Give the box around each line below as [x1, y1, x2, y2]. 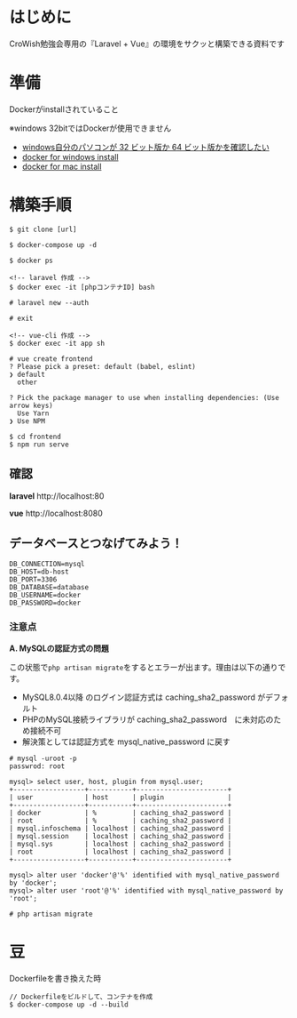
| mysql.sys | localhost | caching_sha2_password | [9, 839, 232, 848]
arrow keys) [9, 401, 53, 410]
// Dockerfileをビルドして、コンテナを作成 [9, 992, 153, 1001]
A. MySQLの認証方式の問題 [9, 643, 109, 653]
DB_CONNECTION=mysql [9, 560, 86, 569]
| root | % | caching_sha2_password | [9, 816, 232, 825]
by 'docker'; [9, 878, 58, 887]
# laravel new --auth [9, 298, 90, 307]
